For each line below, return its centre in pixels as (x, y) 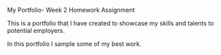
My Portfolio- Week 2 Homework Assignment (71, 10)
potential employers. (36, 31)
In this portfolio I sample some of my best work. (74, 44)
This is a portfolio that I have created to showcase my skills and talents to (110, 23)
